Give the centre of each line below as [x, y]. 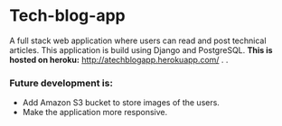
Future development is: [61, 83]
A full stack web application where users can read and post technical [138, 40]
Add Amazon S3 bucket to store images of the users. [121, 103]
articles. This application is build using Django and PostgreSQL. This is [141, 49]
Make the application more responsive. [95, 112]
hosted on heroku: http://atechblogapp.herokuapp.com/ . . [119, 59]
